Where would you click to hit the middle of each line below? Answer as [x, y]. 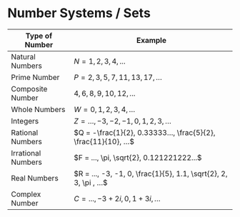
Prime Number [35, 77]
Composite [29, 89]
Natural [23, 56]
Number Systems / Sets [79, 13]
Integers [25, 121]
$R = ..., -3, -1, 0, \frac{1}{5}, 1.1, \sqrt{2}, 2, [151, 173]
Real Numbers [35, 178]
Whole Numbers [38, 109]
